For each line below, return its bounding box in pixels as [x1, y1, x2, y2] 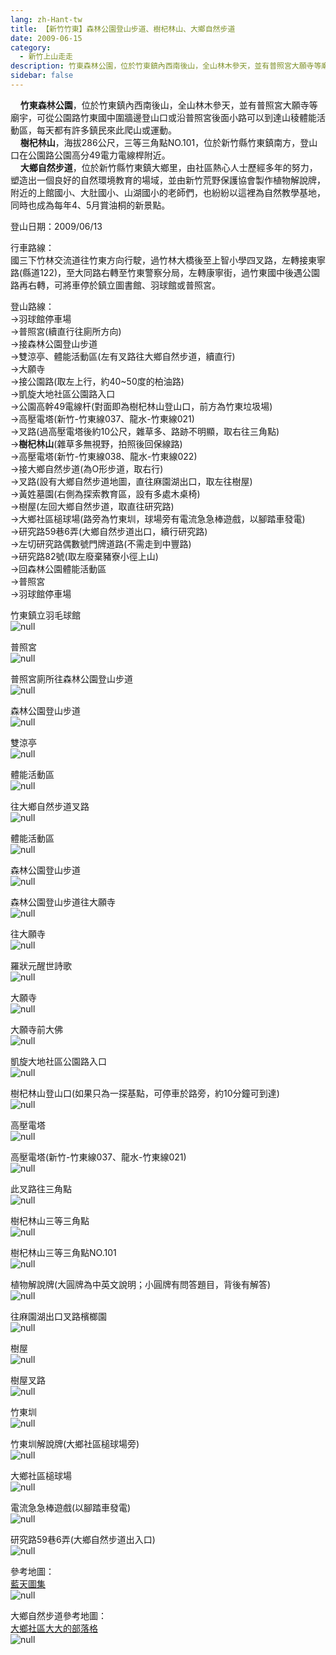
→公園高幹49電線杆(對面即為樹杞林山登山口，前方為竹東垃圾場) [10, 400, 273, 412]
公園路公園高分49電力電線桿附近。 [27, 149, 171, 161]
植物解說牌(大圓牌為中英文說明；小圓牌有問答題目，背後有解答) [10, 1278, 272, 1290]
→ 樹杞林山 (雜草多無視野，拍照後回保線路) [10, 437, 183, 450]
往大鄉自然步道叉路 [10, 800, 90, 812]
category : [10, 42, 52, 53]
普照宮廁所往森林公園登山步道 [10, 672, 133, 685]
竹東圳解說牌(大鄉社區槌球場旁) [10, 1437, 140, 1450]
